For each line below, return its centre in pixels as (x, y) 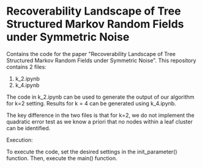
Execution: (20, 140)
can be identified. (28, 128)
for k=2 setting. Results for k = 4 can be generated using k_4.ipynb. (91, 103)
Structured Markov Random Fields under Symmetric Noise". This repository (101, 60)
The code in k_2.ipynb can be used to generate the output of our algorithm (100, 97)
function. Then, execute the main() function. (62, 158)
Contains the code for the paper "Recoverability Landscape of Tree (91, 54)
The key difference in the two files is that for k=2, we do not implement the (100, 115)
